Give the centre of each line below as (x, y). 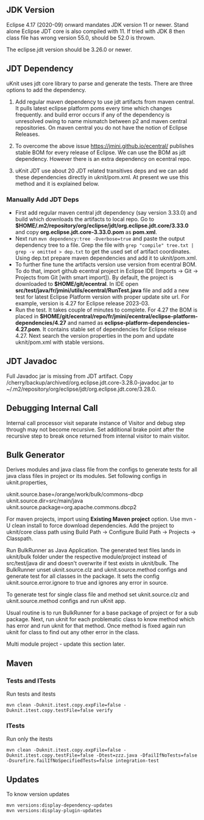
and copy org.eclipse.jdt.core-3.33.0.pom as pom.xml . (86, 232)
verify (105, 711)
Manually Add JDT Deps (43, 199)
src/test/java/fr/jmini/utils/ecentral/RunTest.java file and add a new (102, 290)
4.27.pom (27, 329)
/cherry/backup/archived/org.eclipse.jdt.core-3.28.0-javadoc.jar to (90, 382)
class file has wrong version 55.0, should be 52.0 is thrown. (81, 37)
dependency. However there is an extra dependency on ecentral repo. (103, 159)
